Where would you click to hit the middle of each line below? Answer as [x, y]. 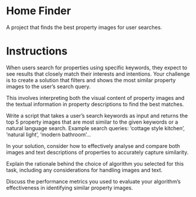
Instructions [37, 51]
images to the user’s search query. [48, 86]
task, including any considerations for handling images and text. [84, 170]
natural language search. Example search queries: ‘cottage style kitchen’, [96, 128]
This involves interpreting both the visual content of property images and [95, 98]
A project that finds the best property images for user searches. [84, 27]
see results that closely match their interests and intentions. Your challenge [98, 74]
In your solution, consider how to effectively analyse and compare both [93, 146]
